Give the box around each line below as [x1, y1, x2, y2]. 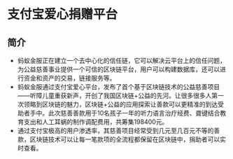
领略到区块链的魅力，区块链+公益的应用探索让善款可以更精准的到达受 [23, 100, 225, 109]
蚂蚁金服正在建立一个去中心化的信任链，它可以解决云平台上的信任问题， [17, 57, 226, 64]
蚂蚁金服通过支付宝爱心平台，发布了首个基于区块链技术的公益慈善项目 [17, 83, 220, 91]
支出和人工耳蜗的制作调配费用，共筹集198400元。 [23, 118, 169, 126]
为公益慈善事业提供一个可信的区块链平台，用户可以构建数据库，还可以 [17, 65, 220, 74]
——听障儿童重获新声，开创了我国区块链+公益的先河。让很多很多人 [17, 92, 212, 99]
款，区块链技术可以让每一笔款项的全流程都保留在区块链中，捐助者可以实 [17, 135, 226, 144]
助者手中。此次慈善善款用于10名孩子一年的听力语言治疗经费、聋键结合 [17, 109, 220, 117]
